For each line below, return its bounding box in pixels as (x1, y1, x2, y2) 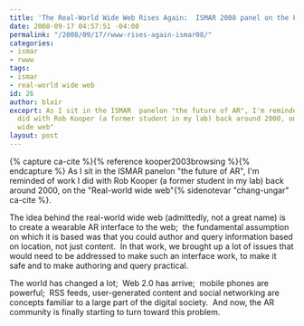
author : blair (9, 97, 63, 107)
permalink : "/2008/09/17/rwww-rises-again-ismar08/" (9, 30, 213, 39)
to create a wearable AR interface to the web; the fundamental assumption (9, 221, 290, 232)
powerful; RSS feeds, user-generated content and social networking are (9, 287, 280, 298)
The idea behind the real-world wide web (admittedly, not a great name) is (9, 212, 287, 223)
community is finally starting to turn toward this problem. (9, 306, 221, 317)
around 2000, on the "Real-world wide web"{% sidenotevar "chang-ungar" (9, 185, 290, 196)
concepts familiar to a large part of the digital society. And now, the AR (9, 296, 275, 308)
